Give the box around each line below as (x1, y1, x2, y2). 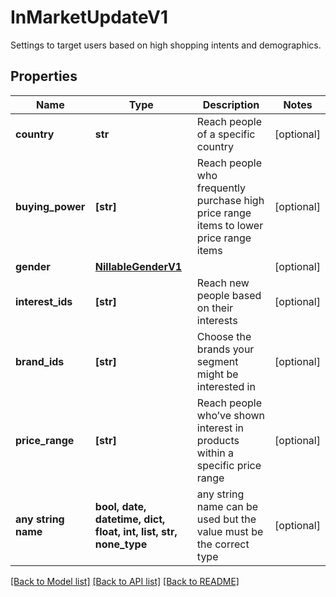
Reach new (196, 276, 250, 290)
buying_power (15, 199, 86, 213)
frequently (196, 181, 247, 195)
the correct (196, 537, 250, 551)
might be (196, 367, 239, 381)
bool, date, (94, 499, 147, 513)
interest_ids (15, 294, 73, 308)
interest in (196, 421, 244, 435)
